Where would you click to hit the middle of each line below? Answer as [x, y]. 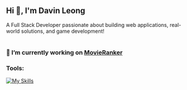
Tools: [15, 68]
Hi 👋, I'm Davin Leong [46, 11]
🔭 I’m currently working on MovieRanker [64, 52]
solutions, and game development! [62, 31]
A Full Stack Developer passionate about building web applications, [87, 25]
